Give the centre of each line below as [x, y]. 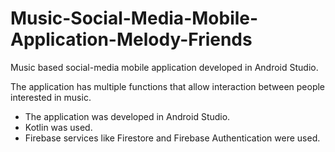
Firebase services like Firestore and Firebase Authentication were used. [172, 138]
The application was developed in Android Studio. [127, 116]
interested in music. [51, 97]
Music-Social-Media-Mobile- [134, 18]
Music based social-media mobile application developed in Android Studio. [164, 67]
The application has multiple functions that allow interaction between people [168, 86]
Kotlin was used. [58, 127]
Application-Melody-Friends [131, 39]
